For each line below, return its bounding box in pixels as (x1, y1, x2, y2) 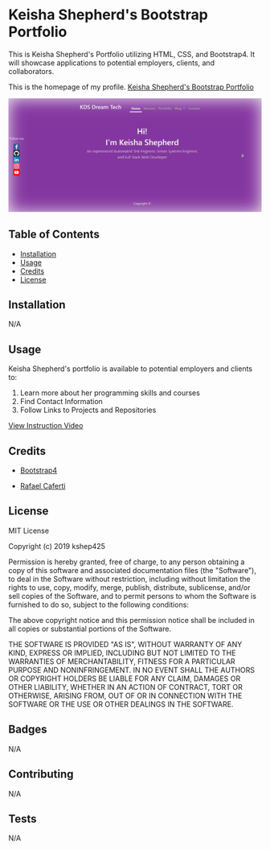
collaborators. (8, 66, 55, 76)
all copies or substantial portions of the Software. (8, 624, 171, 633)
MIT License (8, 526, 50, 535)
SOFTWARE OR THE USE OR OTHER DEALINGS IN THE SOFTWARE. (8, 699, 234, 709)
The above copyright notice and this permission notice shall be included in (8, 615, 255, 625)
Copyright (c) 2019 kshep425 (8, 541, 106, 551)
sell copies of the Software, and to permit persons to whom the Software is (8, 591, 257, 600)
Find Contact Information (19, 397, 103, 406)
